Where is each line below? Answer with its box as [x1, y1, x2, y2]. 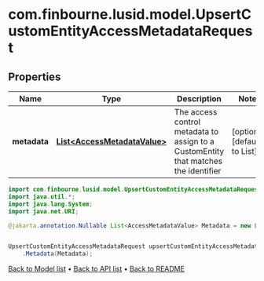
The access [174, 107, 218, 117]
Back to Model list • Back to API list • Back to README [8, 265, 185, 274]
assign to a [174, 136, 214, 147]
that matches [174, 155, 222, 166]
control [174, 116, 200, 127]
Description [176, 93, 222, 104]
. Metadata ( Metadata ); [22, 250, 93, 258]
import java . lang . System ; [8, 200, 93, 208]
